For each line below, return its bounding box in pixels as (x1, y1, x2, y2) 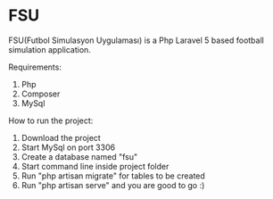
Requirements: (8, 62, 62, 72)
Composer (21, 88, 61, 99)
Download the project (21, 132, 102, 143)
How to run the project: (8, 115, 94, 126)
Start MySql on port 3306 (21, 142, 116, 153)
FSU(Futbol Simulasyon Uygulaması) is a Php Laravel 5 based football (8, 35, 264, 46)
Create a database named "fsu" (21, 151, 138, 162)
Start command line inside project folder (21, 161, 170, 171)
